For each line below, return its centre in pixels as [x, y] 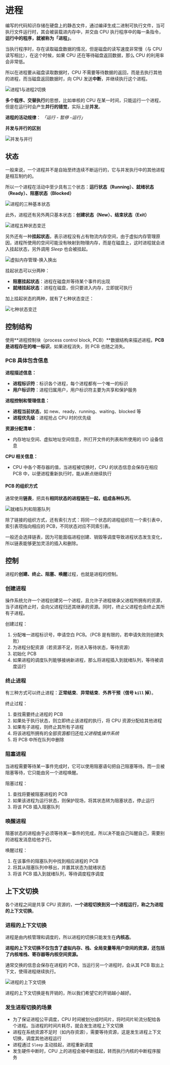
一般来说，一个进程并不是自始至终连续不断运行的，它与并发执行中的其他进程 [85, 169]
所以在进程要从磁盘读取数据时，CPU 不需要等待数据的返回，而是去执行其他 [84, 72]
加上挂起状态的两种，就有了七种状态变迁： [50, 298]
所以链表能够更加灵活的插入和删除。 [43, 543]
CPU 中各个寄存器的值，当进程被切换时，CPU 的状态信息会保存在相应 [85, 467]
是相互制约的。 [21, 176]
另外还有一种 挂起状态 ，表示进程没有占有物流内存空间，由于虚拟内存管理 [80, 236]
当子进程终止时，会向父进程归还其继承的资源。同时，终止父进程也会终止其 [83, 607]
